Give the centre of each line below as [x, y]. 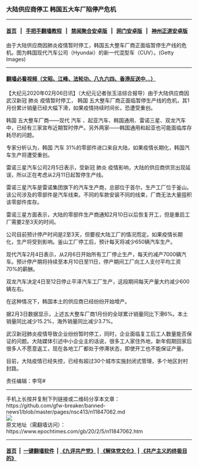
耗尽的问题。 [22, 135]
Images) [16, 59]
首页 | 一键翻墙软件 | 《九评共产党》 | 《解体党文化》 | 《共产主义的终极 [94, 451]
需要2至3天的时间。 [35, 221]
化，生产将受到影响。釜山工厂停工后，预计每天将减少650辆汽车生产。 [91, 241]
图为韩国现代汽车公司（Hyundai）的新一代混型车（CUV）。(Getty [95, 52]
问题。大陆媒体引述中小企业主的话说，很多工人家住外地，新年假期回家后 [104, 341]
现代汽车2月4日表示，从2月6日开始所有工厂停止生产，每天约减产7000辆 [94, 254]
